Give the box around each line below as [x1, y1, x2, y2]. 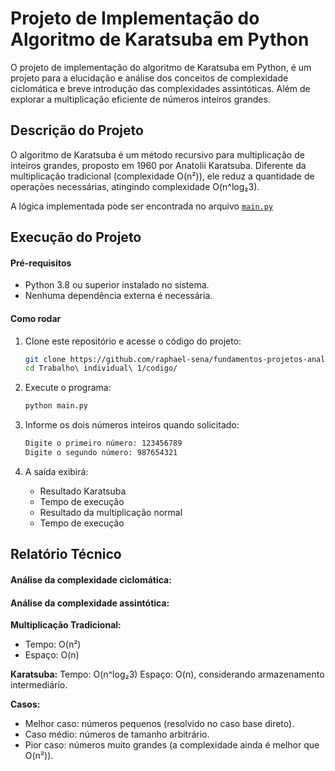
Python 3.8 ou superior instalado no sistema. [24, 279, 210, 291]
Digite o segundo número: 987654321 [24, 448, 178, 458]
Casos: [10, 698, 41, 711]
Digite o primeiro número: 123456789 [24, 438, 183, 449]
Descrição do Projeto [10, 122, 144, 139]
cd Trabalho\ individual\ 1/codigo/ [24, 363, 178, 374]
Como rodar [10, 312, 62, 324]
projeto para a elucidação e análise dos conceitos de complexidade [10, 72, 289, 84]
